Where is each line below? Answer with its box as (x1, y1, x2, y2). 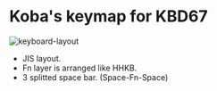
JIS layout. (21, 53, 62, 63)
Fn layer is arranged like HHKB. (21, 62, 138, 73)
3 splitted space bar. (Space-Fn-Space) (21, 71, 169, 82)
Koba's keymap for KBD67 (9, 6, 208, 27)
